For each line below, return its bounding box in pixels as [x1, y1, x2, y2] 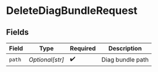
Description [108, 45, 142, 52]
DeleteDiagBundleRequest [6, 4, 138, 17]
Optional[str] [28, 55, 65, 63]
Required [69, 45, 96, 52]
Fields [6, 27, 29, 37]
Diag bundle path [101, 55, 149, 63]
